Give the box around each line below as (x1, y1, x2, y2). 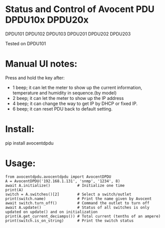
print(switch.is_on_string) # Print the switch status (5, 218, 134, 223)
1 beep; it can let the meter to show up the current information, (12, 84, 142, 90)
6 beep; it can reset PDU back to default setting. (12, 105, 113, 111)
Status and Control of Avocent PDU (5, 4, 155, 15)
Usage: (5, 158, 36, 169)
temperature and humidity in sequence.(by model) (12, 89, 117, 96)
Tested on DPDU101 (5, 40, 46, 46)
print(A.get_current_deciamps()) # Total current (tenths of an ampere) (5, 213, 161, 219)
